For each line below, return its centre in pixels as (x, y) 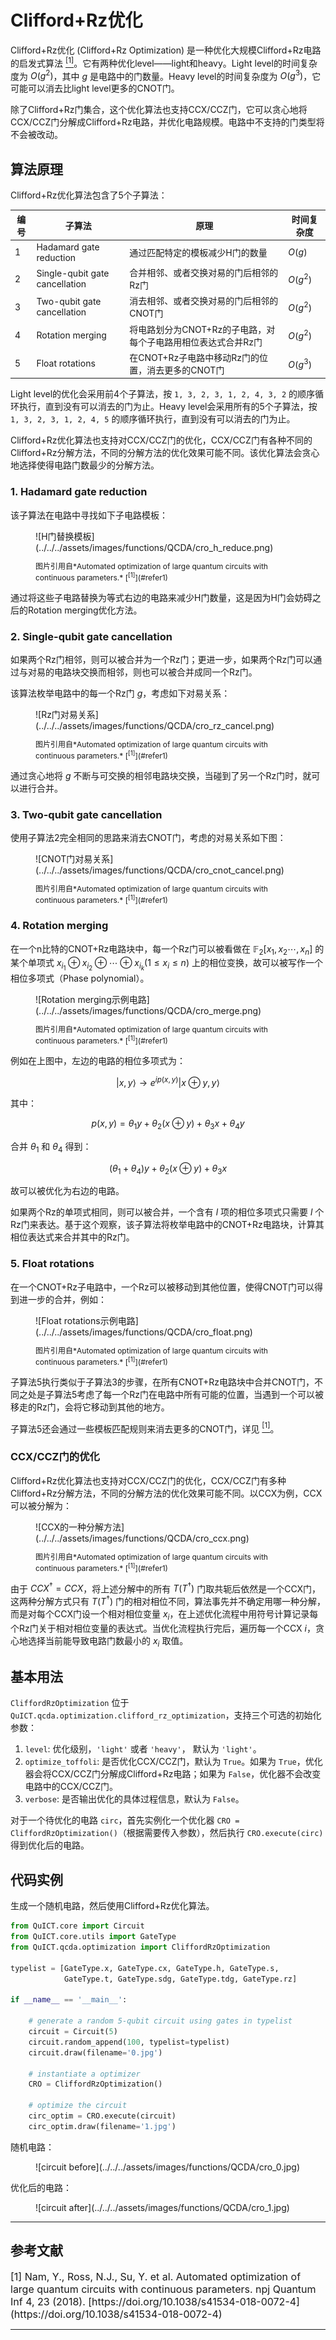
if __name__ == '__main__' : (69, 2000)
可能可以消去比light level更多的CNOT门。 (95, 88)
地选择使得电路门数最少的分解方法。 (85, 465)
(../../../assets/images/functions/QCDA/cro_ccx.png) (142, 1538)
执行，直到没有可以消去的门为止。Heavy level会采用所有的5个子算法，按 (168, 407)
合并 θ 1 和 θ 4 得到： (51, 1147)
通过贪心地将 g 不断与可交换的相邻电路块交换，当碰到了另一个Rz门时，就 (161, 775)
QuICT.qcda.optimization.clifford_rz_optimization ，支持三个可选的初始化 (166, 1715)
